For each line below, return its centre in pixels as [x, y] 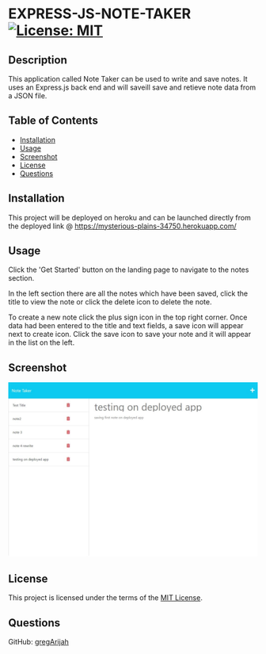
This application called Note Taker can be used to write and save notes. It [128, 79]
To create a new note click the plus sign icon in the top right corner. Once [128, 317]
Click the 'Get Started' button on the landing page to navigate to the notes [129, 270]
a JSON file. [28, 96]
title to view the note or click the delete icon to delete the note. [110, 302]
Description [38, 60]
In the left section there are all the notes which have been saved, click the [128, 293]
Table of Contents [53, 121]
